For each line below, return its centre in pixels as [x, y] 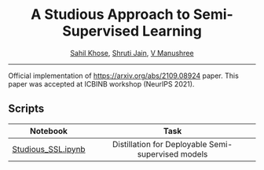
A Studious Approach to [111, 15]
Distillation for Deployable [160, 144]
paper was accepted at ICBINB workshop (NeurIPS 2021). [101, 83]
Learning [172, 31]
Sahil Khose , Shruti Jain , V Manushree [132, 53]
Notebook [49, 131]
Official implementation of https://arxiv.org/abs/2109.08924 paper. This [124, 76]
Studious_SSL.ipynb [49, 149]
